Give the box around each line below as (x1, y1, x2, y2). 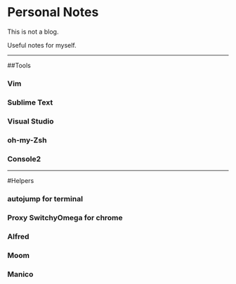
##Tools (7, 61, 32, 69)
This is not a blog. (7, 27, 59, 36)
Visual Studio (7, 116, 54, 126)
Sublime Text (7, 97, 53, 107)
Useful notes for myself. (7, 41, 77, 49)
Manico (7, 269, 34, 279)
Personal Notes (7, 4, 99, 20)
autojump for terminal (7, 194, 83, 203)
